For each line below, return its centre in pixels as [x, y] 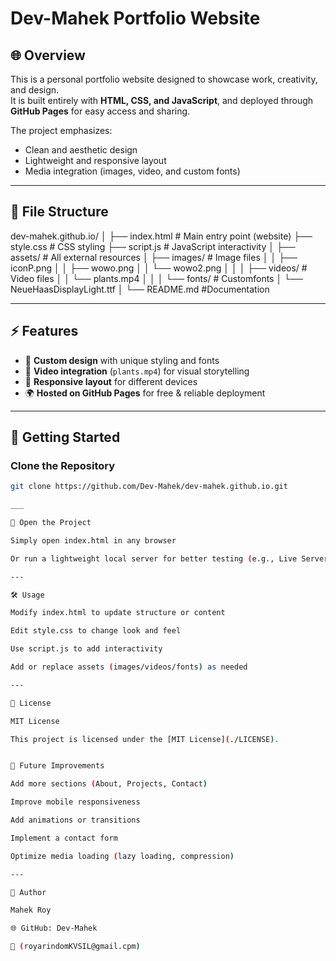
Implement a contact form [64, 838]
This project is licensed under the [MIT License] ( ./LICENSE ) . [145, 739]
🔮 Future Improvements [57, 766]
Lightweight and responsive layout [95, 160]
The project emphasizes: [61, 130]
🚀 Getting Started [65, 437]
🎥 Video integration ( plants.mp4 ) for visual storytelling [137, 371]
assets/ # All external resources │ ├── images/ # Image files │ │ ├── [154, 257]
